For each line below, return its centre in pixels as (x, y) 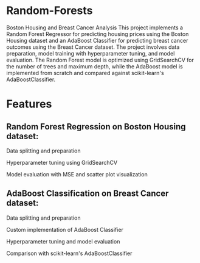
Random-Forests (50, 11)
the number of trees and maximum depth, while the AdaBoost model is (95, 66)
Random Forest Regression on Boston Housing (96, 127)
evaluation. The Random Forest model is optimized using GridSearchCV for (100, 60)
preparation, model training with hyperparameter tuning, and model (91, 53)
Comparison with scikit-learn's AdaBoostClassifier (69, 253)
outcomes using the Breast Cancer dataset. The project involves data (93, 47)
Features (29, 104)
